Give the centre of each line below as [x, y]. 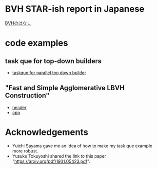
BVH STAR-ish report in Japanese [75, 9]
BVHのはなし [18, 23]
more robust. [25, 151]
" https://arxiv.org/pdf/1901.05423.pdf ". [51, 161]
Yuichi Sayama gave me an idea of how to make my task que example [82, 146]
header [19, 107]
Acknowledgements [47, 132]
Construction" [27, 96]
